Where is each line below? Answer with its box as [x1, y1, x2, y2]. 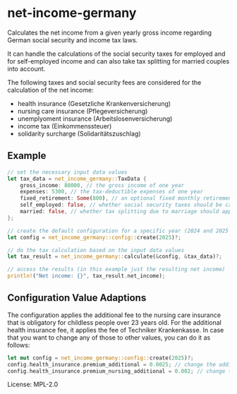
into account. [7, 64, 46, 73]
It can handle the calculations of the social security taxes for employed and [7, 49, 226, 58]
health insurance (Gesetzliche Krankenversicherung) [17, 99, 171, 107]
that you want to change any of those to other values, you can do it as [7, 333, 211, 342]
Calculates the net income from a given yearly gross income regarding [7, 28, 212, 37]
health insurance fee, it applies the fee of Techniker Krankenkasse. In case [7, 326, 224, 334]
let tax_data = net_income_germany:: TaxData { [7, 175, 147, 182]
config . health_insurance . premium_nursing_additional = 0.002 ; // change [7, 367, 226, 375]
